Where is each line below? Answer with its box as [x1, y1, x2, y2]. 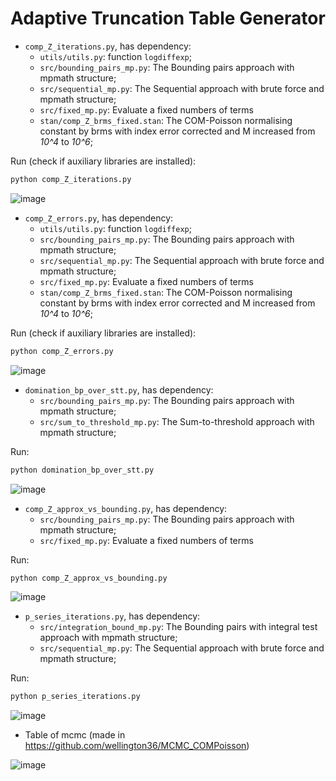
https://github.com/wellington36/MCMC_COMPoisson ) [24, 740, 250, 752]
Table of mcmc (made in [24, 729, 126, 741]
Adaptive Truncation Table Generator [10, 7, 326, 30]
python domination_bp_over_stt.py [10, 465, 155, 475]
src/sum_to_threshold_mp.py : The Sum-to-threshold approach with [39, 415, 315, 427]
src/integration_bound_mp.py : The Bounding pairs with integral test [39, 621, 318, 633]
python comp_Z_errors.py [10, 346, 114, 356]
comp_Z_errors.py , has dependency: [24, 212, 174, 224]
